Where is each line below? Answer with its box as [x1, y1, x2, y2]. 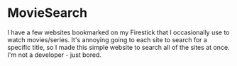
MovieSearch [7, 5, 87, 21]
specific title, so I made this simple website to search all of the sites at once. [7, 43, 230, 51]
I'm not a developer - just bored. [7, 51, 101, 59]
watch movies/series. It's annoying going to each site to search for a [7, 35, 208, 44]
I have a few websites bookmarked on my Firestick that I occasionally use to [7, 28, 230, 37]
